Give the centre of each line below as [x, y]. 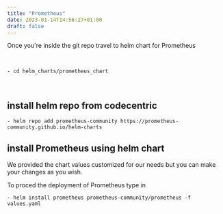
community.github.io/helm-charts [55, 127]
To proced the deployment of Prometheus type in [76, 185]
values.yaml [24, 204]
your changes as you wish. [45, 172]
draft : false [26, 26]
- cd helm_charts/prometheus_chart [58, 71]
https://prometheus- [149, 121]
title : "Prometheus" [37, 13]
